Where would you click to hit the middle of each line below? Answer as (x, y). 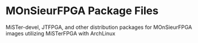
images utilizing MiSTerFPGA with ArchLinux (61, 33)
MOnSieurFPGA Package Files (82, 11)
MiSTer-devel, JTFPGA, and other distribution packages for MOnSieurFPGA (99, 27)
